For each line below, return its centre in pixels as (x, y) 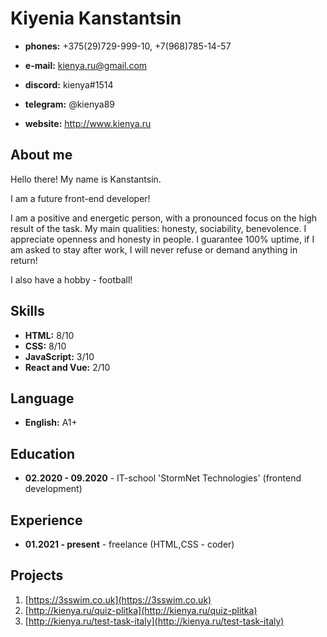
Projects (37, 575)
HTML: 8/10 (49, 335)
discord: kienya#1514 (69, 84)
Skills (27, 311)
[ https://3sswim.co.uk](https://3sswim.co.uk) (118, 599)
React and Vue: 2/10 (67, 367)
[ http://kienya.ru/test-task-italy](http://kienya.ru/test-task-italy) (154, 621)
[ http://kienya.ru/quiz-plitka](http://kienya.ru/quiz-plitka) (141, 610)
